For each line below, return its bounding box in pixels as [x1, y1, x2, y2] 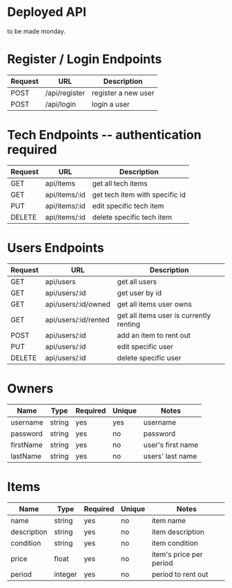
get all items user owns [117, 299, 192, 309]
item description [151, 527, 205, 537]
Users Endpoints [7, 240, 105, 256]
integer [54, 569, 77, 579]
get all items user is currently [117, 310, 211, 320]
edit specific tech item [92, 201, 164, 211]
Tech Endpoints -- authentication [7, 127, 202, 143]
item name [151, 515, 186, 525]
